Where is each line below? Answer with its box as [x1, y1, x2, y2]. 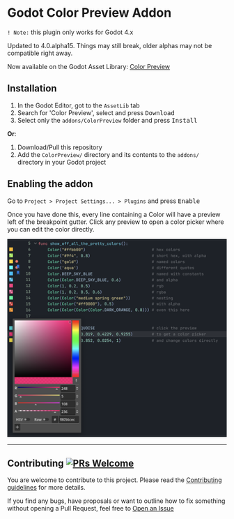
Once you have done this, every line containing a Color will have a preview [7, 210, 221, 218]
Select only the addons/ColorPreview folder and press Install [17, 116, 198, 124]
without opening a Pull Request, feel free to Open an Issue [7, 504, 174, 513]
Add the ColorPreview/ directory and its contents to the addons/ [17, 150, 200, 158]
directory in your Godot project [17, 158, 107, 166]
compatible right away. [7, 49, 73, 57]
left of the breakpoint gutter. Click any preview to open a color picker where [7, 218, 224, 226]
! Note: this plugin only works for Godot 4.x [7, 28, 134, 36]
